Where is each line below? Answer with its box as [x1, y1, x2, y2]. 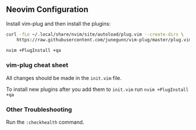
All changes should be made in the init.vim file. [6, 74, 122, 81]
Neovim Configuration [6, 5, 89, 15]
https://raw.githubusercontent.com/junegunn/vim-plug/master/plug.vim [16, 37, 192, 43]
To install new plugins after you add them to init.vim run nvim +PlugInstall [6, 86, 189, 93]
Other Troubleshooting [6, 105, 72, 113]
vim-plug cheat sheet [6, 61, 68, 69]
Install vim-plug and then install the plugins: [6, 20, 111, 27]
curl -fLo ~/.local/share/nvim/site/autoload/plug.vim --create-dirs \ [6, 31, 184, 37]
